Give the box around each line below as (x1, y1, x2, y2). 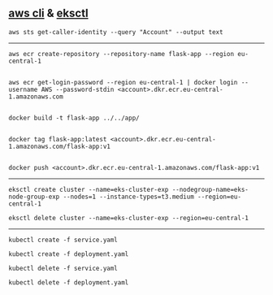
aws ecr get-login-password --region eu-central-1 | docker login (8, 78, 238, 86)
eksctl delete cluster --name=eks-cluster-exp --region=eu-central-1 (8, 214, 249, 222)
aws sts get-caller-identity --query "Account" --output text (8, 28, 223, 36)
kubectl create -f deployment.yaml (8, 249, 129, 258)
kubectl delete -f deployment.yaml (8, 278, 129, 287)
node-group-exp (8, 193, 60, 201)
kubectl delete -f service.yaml (8, 264, 118, 272)
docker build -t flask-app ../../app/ (8, 114, 140, 122)
